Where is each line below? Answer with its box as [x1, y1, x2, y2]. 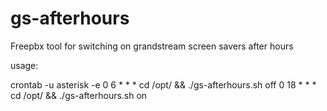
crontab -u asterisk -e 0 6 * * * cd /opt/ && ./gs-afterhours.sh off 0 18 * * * [10, 78, 317, 91]
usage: [10, 59, 39, 71]
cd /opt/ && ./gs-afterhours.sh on [10, 89, 148, 101]
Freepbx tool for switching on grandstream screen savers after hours [10, 40, 294, 52]
